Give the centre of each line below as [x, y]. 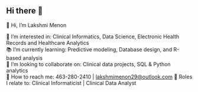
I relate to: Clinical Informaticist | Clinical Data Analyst [71, 83]
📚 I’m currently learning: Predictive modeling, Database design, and [89, 49]
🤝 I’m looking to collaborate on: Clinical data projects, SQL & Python [88, 64]
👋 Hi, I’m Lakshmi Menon [36, 25]
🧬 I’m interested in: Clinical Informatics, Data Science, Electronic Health [93, 37]
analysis [33, 58]
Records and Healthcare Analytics [48, 42]
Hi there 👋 [25, 11]
